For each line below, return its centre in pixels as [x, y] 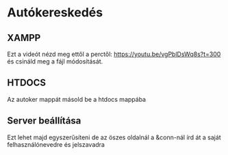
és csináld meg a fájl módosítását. [55, 61]
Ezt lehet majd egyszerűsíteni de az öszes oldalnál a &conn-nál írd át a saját [114, 137]
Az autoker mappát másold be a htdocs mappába [76, 99]
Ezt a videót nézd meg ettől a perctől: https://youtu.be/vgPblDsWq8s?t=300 [114, 54]
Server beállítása [44, 121]
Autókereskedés [55, 13]
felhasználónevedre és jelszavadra [56, 144]
